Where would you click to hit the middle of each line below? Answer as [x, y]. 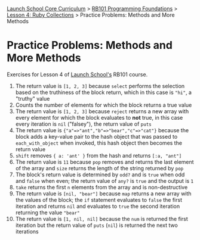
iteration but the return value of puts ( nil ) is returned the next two [96, 225]
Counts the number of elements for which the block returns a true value [104, 105]
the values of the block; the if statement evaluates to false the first [99, 200]
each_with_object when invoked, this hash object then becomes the [99, 143]
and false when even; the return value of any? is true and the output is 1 [104, 180]
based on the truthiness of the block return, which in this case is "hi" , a [103, 92]
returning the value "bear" [47, 212]
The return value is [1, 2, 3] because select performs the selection [100, 86]
